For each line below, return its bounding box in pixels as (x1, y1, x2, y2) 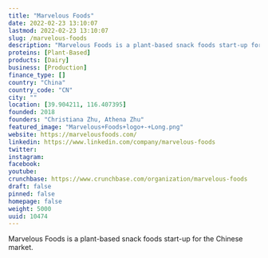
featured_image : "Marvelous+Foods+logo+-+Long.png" (8, 123, 183, 131)
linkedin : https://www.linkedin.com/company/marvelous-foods (8, 137, 216, 146)
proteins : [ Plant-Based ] (8, 49, 91, 57)
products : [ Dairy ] (8, 57, 69, 65)
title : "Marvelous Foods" (8, 11, 94, 20)
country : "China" (8, 78, 66, 86)
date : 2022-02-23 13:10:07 (8, 19, 98, 27)
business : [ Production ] (8, 64, 88, 72)
